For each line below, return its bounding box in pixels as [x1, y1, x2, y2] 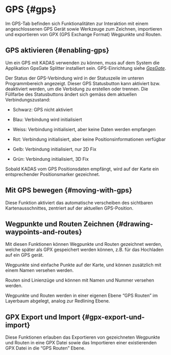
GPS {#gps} [5, 4, 57, 15]
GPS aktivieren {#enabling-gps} [5, 46, 110, 55]
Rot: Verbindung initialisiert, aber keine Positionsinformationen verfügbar [12, 136, 166, 142]
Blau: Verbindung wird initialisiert [12, 116, 83, 122]
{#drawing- [115, 219, 154, 228]
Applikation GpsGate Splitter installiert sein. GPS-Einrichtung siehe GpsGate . [5, 65, 166, 71]
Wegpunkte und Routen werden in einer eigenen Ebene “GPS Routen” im [5, 292, 158, 299]
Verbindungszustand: [5, 96, 51, 103]
